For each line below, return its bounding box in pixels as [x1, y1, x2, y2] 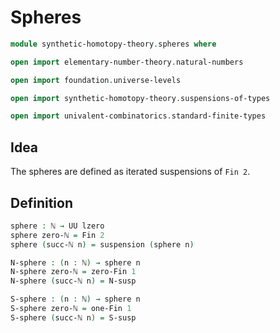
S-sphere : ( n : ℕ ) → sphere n [10, 294, 141, 305]
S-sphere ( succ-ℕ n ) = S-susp [10, 312, 137, 323]
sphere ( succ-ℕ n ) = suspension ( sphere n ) [10, 239, 195, 250]
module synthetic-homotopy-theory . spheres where [10, 39, 217, 49]
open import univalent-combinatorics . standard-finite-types [10, 111, 267, 121]
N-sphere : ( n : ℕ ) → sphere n [10, 257, 141, 268]
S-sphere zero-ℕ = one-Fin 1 [10, 304, 132, 314]
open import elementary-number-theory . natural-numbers [10, 57, 244, 67]
